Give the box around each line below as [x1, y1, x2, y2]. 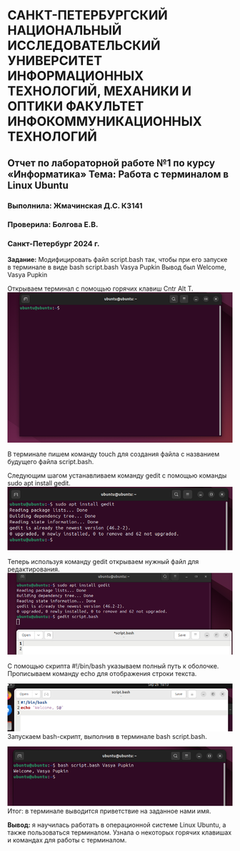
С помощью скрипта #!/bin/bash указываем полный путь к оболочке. [7, 661, 219, 670]
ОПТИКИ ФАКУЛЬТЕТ [7, 99, 144, 114]
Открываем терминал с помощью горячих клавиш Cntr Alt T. [7, 284, 194, 293]
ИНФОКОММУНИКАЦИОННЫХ [7, 114, 202, 130]
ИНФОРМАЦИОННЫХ [7, 68, 144, 84]
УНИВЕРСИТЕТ [7, 53, 102, 69]
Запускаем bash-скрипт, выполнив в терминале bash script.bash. [7, 732, 207, 740]
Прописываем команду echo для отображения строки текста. [7, 669, 197, 678]
